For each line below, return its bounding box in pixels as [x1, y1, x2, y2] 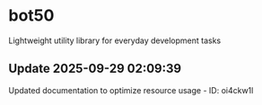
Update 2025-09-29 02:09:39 [8, 61, 181, 76]
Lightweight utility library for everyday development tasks [8, 35, 222, 46]
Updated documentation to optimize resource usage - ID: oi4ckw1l [8, 84, 254, 95]
